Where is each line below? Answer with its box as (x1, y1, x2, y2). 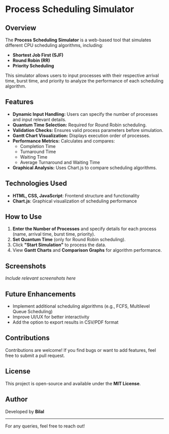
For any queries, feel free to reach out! (5, 423, 85, 429)
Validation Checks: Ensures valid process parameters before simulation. (12, 127, 163, 133)
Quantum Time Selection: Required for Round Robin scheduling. (12, 122, 147, 128)
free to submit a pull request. (5, 352, 65, 358)
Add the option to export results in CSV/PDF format (12, 319, 119, 325)
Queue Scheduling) (12, 309, 53, 315)
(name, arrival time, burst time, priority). (12, 231, 96, 237)
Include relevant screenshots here (5, 275, 76, 281)
